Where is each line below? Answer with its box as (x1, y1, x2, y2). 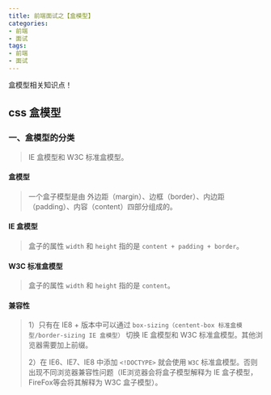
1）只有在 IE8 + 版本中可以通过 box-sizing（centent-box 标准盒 (28, 320, 237, 330)
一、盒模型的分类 (8, 132, 75, 144)
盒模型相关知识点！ (8, 80, 73, 90)
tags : (8, 42, 27, 50)
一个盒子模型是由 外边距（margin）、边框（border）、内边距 (28, 191, 225, 201)
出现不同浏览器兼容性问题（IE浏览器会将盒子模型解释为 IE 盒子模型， (28, 368, 258, 377)
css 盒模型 (8, 106, 61, 120)
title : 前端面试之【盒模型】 (8, 11, 95, 20)
